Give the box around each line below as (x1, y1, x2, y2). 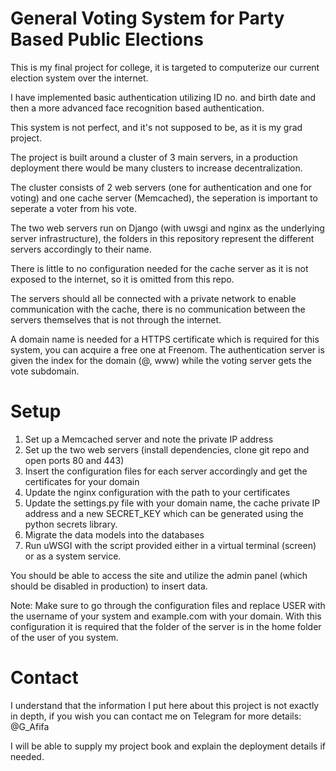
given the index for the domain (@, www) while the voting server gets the (10, 354, 312, 366)
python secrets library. (24, 518, 118, 530)
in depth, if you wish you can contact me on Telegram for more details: (10, 710, 302, 722)
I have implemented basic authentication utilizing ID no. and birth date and (10, 91, 317, 103)
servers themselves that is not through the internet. (10, 313, 222, 326)
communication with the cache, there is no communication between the (10, 303, 306, 315)
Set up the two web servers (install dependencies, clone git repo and (24, 443, 310, 456)
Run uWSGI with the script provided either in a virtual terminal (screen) (24, 539, 317, 551)
